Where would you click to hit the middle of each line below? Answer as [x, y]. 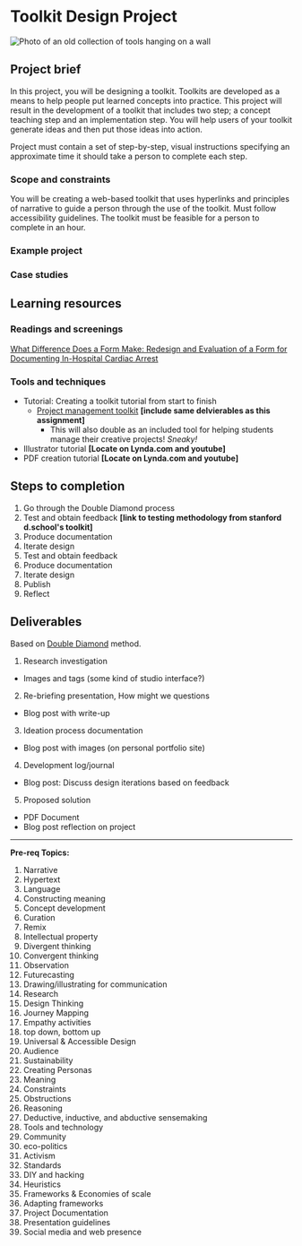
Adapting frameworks [63, 1203]
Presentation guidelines [67, 1222]
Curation [39, 917]
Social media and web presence [82, 1232]
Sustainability [48, 1060]
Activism [39, 1155]
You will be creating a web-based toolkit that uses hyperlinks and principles [150, 199]
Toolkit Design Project [94, 17]
